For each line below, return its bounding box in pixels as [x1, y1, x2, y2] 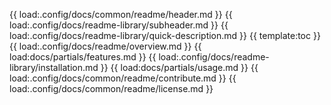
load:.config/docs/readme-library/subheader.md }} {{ [9, 19, 229, 31]
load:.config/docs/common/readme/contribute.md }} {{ [9, 72, 237, 84]
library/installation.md [9, 62, 99, 73]
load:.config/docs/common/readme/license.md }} [9, 83, 214, 94]
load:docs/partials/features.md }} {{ [9, 51, 157, 63]
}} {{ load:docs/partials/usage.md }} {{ [100, 62, 259, 73]
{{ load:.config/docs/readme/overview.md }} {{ [9, 40, 202, 52]
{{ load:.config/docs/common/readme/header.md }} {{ [9, 9, 233, 20]
